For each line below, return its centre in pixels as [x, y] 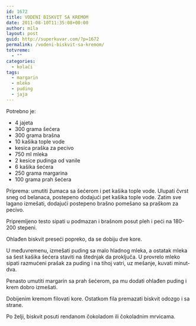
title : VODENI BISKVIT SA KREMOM [47, 17]
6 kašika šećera [34, 167]
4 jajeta [24, 123]
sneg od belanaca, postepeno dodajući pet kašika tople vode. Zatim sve [94, 197]
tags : [13, 72]
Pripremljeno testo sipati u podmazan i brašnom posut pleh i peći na [89, 221]
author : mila [22, 28]
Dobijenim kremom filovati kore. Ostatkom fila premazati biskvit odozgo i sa [98, 298]
